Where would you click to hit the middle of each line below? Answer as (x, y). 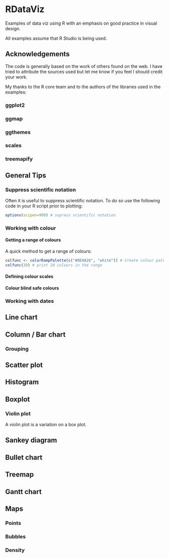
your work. (16, 77)
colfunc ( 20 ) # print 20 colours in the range (54, 265)
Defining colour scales (29, 276)
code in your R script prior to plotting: (44, 206)
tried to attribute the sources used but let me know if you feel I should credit (84, 71)
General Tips (26, 175)
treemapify (19, 159)
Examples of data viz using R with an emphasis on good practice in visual (81, 23)
